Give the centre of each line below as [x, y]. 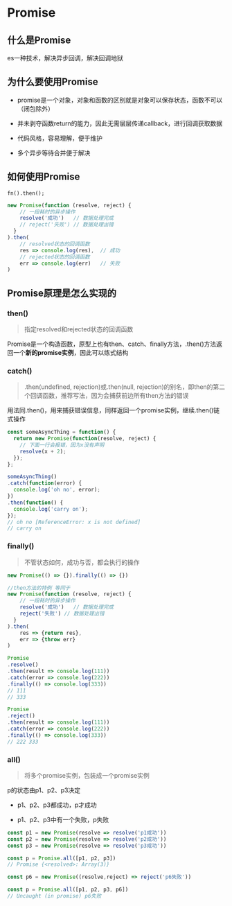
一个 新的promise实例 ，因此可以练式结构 [71, 352]
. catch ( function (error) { [44, 483]
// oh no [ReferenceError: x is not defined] [74, 522]
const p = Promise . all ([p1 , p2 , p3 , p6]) [68, 890]
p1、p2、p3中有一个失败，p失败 [63, 819]
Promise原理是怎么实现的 [62, 293]
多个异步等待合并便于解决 [54, 153]
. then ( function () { [35, 503]
